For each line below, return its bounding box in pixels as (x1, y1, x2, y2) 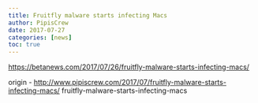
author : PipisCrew (8, 19, 69, 27)
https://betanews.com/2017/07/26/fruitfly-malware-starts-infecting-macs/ (8, 62, 250, 72)
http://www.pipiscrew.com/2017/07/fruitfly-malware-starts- (33, 78, 227, 87)
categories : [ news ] (8, 33, 73, 42)
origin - (8, 78, 32, 87)
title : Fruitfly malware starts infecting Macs (8, 11, 168, 20)
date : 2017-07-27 (8, 26, 65, 34)
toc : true (8, 41, 41, 49)
